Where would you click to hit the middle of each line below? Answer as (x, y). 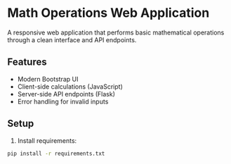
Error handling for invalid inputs (63, 101)
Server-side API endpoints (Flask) (66, 94)
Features (27, 62)
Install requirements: (47, 140)
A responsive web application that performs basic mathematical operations (116, 32)
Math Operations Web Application (108, 13)
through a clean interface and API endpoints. (72, 39)
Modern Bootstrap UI (48, 79)
